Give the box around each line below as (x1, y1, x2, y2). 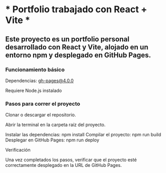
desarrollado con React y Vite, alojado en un (5, 42, 149, 52)
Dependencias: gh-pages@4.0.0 (5, 78, 74, 84)
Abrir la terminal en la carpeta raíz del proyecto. (5, 121, 106, 128)
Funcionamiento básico (5, 66, 65, 73)
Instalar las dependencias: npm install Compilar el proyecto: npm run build (5, 132, 161, 138)
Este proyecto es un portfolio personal (5, 35, 130, 43)
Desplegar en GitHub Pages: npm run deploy (5, 137, 100, 143)
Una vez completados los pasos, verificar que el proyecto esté (5, 157, 137, 163)
